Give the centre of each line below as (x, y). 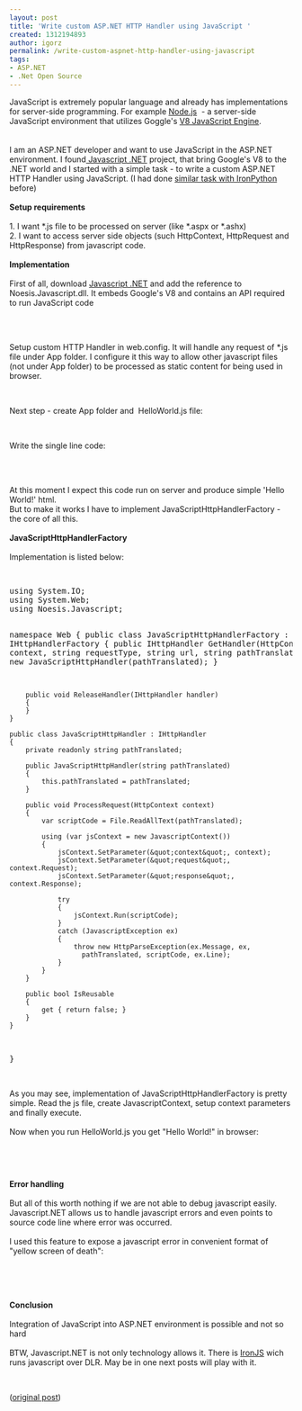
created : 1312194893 (48, 34)
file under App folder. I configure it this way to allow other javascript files (144, 356)
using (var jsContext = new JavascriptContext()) (136, 836)
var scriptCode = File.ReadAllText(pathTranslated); (142, 821)
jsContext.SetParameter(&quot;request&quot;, (144, 860)
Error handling (37, 1183)
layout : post (34, 18)
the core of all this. (44, 518)
